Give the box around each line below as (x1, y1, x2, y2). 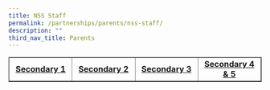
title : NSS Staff (8, 11, 67, 20)
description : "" (8, 26, 63, 34)
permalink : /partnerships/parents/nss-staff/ (8, 19, 163, 27)
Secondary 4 (204, 59, 255, 70)
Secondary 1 (15, 64, 66, 75)
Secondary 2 (78, 64, 129, 75)
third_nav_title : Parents (8, 33, 95, 42)
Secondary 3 (141, 64, 192, 75)
